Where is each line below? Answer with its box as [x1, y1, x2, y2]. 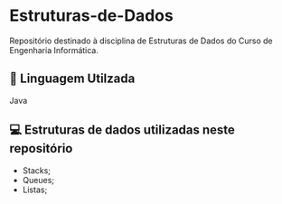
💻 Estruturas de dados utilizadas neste [9, 123, 235, 138]
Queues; [22, 174, 54, 185]
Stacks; [22, 164, 52, 176]
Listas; [22, 184, 48, 195]
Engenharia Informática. [9, 44, 99, 55]
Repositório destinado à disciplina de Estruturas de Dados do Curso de [9, 35, 273, 46]
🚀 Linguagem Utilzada [9, 71, 136, 87]
